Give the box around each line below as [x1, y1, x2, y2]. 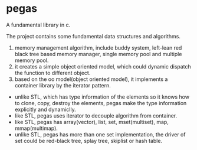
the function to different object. [14, 69, 91, 76]
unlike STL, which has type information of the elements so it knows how [14, 93, 190, 100]
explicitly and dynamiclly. [14, 106, 76, 113]
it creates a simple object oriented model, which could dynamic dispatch [14, 63, 192, 70]
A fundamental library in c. [6, 21, 71, 28]
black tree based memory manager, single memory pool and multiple [14, 50, 182, 57]
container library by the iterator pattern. [14, 81, 111, 89]
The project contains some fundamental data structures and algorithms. [6, 32, 181, 40]
